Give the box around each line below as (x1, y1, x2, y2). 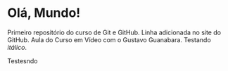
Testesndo (7, 56, 38, 65)
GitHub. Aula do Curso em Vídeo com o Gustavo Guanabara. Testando (7, 35, 211, 44)
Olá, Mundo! (7, 5, 81, 21)
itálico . (7, 43, 27, 51)
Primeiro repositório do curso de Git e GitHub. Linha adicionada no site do (7, 28, 222, 37)
